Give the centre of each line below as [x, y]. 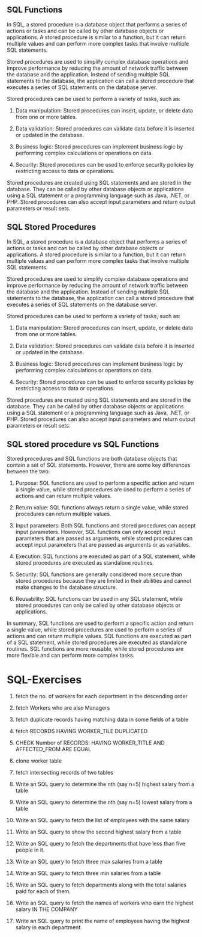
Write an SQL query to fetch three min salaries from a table [88, 873]
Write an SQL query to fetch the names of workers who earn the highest [104, 903]
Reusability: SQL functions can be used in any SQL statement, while [99, 599]
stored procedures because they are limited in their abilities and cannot [103, 581]
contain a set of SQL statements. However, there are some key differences [99, 465]
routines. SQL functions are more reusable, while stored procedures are [95, 649]
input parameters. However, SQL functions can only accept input [95, 532]
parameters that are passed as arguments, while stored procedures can [104, 538]
